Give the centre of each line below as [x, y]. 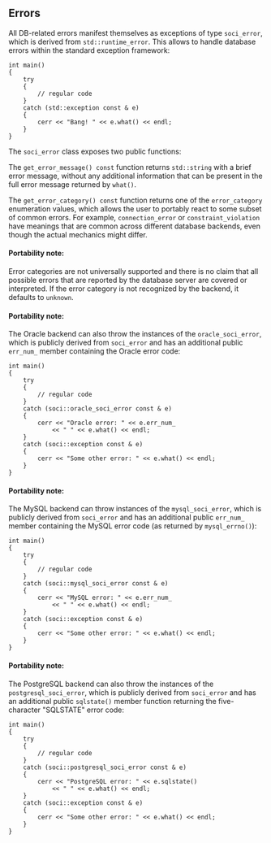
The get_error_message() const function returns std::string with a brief [130, 167]
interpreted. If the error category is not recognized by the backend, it [124, 289]
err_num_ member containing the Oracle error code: [95, 351]
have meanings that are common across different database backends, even [135, 226]
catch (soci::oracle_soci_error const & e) [98, 409]
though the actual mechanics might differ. [78, 234]
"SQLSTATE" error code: [83, 710]
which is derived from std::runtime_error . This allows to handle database [132, 41]
